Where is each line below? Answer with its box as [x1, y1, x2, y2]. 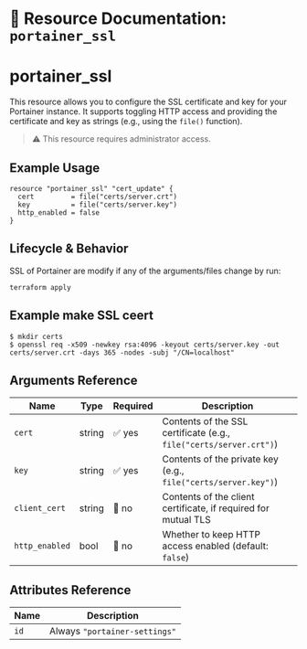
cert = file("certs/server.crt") [17, 192, 178, 201]
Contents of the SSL [162, 415, 249, 428]
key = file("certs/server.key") [17, 200, 178, 209]
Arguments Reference [9, 372, 139, 388]
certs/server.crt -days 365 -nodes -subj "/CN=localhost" [9, 347, 235, 357]
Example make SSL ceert [9, 308, 153, 324]
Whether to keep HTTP [162, 528, 260, 541]
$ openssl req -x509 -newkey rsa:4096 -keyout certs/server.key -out [9, 340, 281, 349]
